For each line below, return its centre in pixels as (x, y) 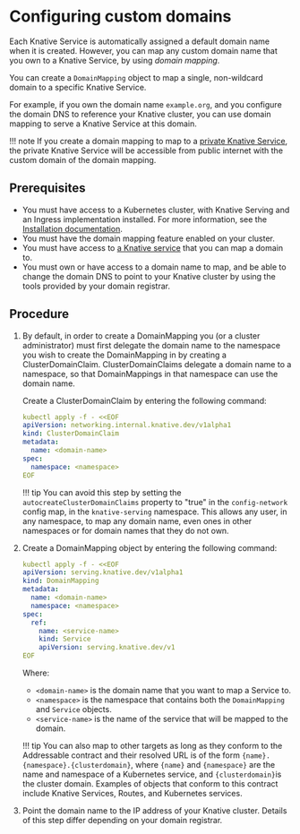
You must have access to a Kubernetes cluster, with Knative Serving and (156, 210)
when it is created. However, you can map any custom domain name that (143, 50)
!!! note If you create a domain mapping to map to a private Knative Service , (149, 141)
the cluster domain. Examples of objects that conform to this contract (150, 784)
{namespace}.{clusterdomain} (77, 766)
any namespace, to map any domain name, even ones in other (137, 520)
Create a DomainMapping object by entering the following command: (150, 547)
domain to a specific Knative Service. (78, 87)
